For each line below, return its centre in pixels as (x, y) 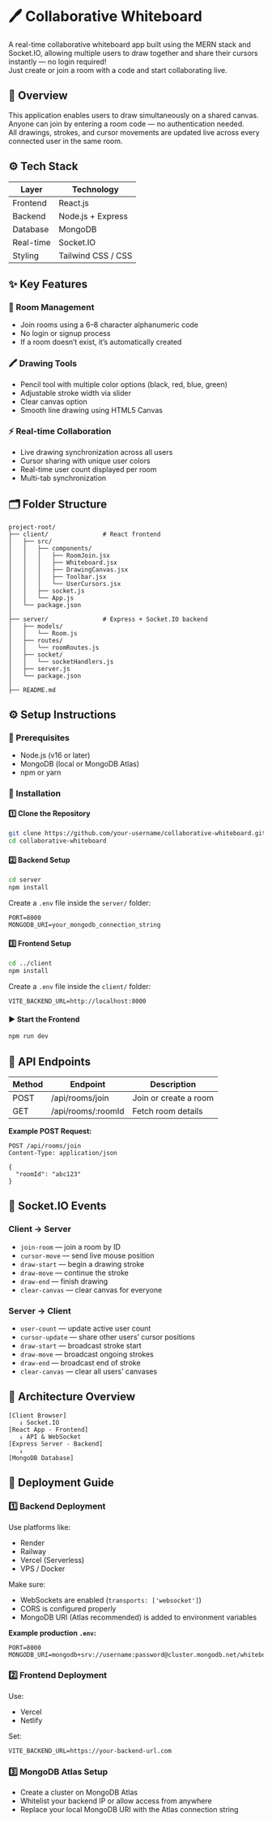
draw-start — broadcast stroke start (81, 1346)
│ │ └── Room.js (43, 633)
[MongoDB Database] (41, 1458)
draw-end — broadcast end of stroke (80, 1363)
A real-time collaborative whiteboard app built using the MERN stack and (130, 44)
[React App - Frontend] (49, 1429)
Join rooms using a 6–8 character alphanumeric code (109, 325)
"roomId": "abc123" (49, 1174)
